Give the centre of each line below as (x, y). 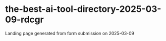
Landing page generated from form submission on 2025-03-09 (70, 33)
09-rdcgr (25, 20)
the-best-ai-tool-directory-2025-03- (83, 9)
